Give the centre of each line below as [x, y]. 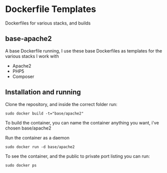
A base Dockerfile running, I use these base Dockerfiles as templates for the [84, 50]
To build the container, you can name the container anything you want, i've [82, 122]
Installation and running [43, 92]
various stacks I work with [32, 56]
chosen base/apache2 [28, 128]
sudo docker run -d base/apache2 [40, 147]
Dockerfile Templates [51, 9]
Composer [23, 76]
